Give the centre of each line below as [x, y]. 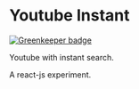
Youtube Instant [69, 16]
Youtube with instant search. [61, 57]
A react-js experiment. [50, 74]
